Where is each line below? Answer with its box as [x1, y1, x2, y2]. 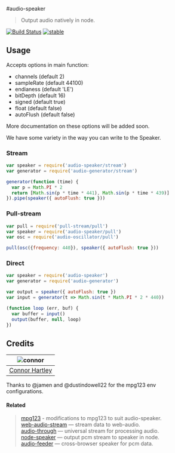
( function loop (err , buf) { [6, 305, 79, 311]
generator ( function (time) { [6, 178, 79, 184]
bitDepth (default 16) [14, 92, 66, 99]
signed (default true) [14, 98, 66, 105]
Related [6, 401, 26, 408]
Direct [6, 259, 24, 267]
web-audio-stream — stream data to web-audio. [20, 421, 140, 429]
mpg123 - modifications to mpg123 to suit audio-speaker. [20, 415, 162, 422]
